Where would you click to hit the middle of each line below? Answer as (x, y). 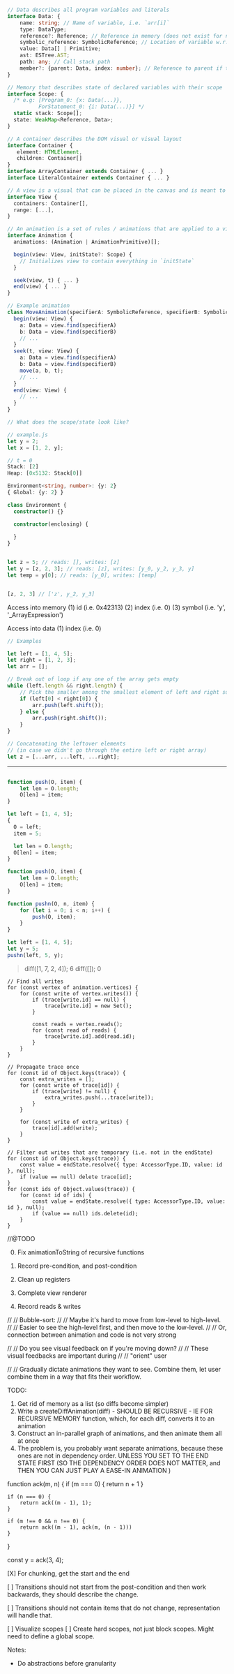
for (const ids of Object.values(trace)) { (71, 1189)
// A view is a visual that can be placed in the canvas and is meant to (117, 190)
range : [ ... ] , (34, 210)
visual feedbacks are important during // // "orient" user (87, 1356)
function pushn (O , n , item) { (51, 904)
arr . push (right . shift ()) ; (70, 718)
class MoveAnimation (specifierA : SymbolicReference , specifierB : (104, 312)
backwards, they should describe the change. (73, 1594)
